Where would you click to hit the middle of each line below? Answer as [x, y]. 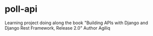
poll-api [21, 9]
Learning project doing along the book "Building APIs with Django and [76, 23]
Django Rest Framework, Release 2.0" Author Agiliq [58, 28]
